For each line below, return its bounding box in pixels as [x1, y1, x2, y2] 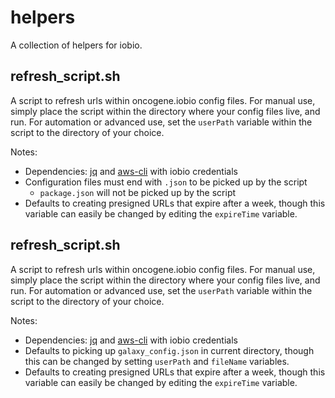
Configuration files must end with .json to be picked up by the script [24, 176, 308, 188]
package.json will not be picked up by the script [39, 186, 237, 198]
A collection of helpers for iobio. [10, 39, 143, 51]
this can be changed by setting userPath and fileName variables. [24, 355, 290, 367]
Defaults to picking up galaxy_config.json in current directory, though [24, 344, 315, 356]
